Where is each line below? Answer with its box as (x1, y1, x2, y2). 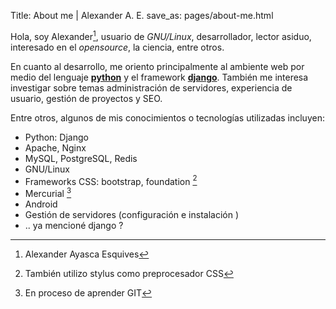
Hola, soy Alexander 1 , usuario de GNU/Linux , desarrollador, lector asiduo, (10, 29, 312, 42)
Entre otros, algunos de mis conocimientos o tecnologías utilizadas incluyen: (10, 111, 325, 124)
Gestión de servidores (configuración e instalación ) (24, 208, 240, 220)
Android (24, 198, 58, 210)
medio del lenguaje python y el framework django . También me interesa (10, 71, 309, 83)
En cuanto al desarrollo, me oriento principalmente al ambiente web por (10, 60, 305, 72)
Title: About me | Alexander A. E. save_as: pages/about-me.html (10, 10, 274, 21)
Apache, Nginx (24, 141, 87, 154)
